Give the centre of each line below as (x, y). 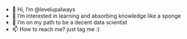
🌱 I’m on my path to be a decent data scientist (70, 22)
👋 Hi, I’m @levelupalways (44, 9)
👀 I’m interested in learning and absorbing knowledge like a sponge (97, 16)
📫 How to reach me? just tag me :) (56, 29)
